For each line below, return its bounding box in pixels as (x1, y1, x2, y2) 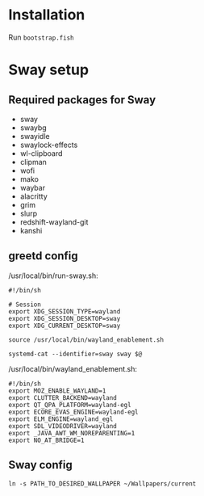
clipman (19, 157, 47, 166)
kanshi (19, 225, 43, 235)
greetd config (8, 249, 78, 263)
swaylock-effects (19, 140, 78, 149)
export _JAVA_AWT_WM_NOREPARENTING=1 (8, 429, 135, 437)
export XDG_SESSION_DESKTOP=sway (8, 314, 121, 322)
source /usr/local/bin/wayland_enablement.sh (8, 335, 164, 344)
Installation (8, 6, 85, 24)
